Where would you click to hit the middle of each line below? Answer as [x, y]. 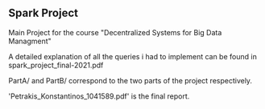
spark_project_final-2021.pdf [56, 65]
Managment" [30, 41]
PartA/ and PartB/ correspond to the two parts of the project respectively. [130, 80]
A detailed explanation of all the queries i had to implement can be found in [133, 56]
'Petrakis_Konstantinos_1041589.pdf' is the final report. [99, 96]
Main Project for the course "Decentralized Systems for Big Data [115, 32]
